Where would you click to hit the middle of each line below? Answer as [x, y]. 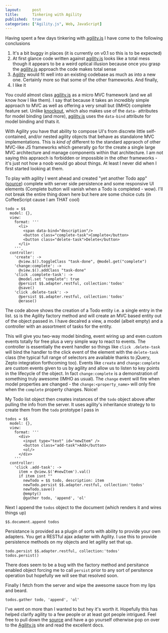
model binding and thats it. [33, 121]
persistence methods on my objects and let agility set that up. [69, 542]
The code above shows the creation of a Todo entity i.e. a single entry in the [84, 310]
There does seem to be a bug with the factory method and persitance [77, 565]
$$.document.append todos [32, 522]
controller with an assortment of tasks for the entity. [59, 326]
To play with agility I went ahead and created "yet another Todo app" [76, 178]
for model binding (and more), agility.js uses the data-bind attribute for [78, 116]
